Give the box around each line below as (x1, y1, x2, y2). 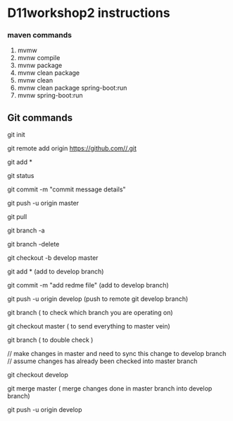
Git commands (7, 112, 73, 124)
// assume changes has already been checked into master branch (7, 357, 198, 365)
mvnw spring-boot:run (17, 91, 83, 100)
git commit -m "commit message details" (7, 185, 126, 194)
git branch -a (7, 226, 45, 235)
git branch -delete (7, 240, 60, 249)
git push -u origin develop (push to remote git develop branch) (7, 295, 189, 303)
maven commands (7, 30, 73, 40)
